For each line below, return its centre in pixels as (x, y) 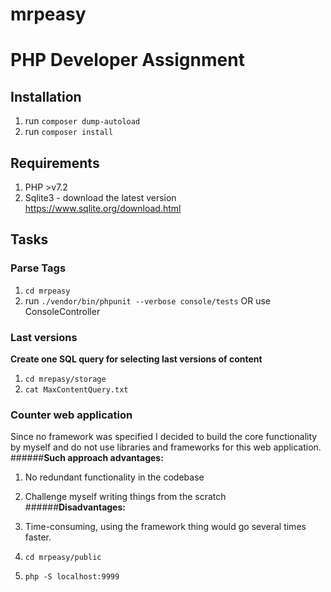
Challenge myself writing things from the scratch (125, 497)
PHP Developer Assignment (127, 60)
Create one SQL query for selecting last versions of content (136, 359)
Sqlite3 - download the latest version (100, 197)
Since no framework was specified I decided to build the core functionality (164, 437)
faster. (38, 537)
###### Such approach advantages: (87, 458)
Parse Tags (38, 268)
